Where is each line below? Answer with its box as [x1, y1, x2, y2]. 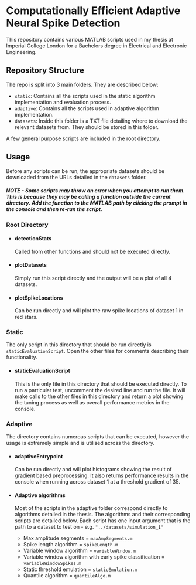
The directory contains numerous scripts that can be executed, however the [6, 433, 189, 440]
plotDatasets [14, 261, 47, 268]
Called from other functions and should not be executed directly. [14, 248, 171, 255]
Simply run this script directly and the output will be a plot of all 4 [14, 274, 172, 281]
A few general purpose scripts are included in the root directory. [6, 135, 161, 142]
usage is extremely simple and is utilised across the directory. [6, 439, 155, 446]
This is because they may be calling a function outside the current [6, 193, 171, 200]
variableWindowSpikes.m [23, 561, 82, 567]
